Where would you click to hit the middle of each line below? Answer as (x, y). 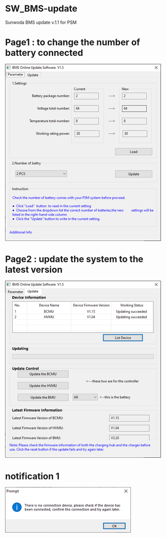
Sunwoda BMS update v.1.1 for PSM (41, 22)
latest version (34, 270)
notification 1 (32, 476)
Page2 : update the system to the (74, 259)
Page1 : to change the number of (73, 42)
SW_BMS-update (41, 9)
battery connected (44, 53)
